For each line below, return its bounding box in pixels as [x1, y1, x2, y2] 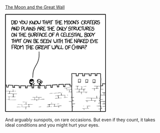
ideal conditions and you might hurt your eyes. [5, 122, 100, 128]
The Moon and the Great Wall [5, 4, 65, 10]
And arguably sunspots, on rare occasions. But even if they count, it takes [5, 117, 156, 123]
